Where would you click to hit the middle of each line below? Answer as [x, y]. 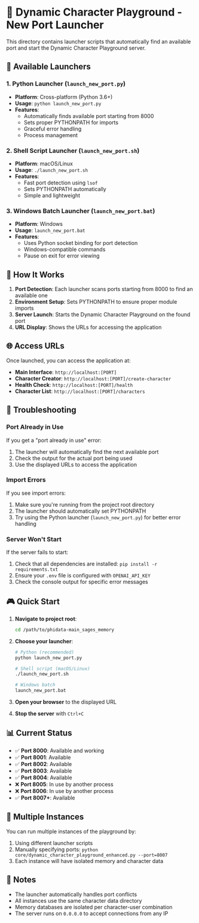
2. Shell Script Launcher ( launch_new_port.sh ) [73, 150]
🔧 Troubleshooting [41, 410]
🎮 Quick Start [33, 601]
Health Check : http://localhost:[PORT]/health [74, 385]
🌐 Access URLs [35, 346]
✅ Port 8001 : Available [43, 757]
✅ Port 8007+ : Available [45, 798]
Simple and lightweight [52, 195]
